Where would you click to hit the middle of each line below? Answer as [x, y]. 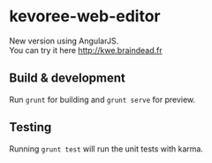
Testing [30, 127]
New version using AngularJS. [64, 41]
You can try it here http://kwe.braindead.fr [86, 50]
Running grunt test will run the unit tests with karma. [106, 149]
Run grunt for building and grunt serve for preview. [102, 99]
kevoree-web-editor [85, 16]
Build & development [67, 78]
